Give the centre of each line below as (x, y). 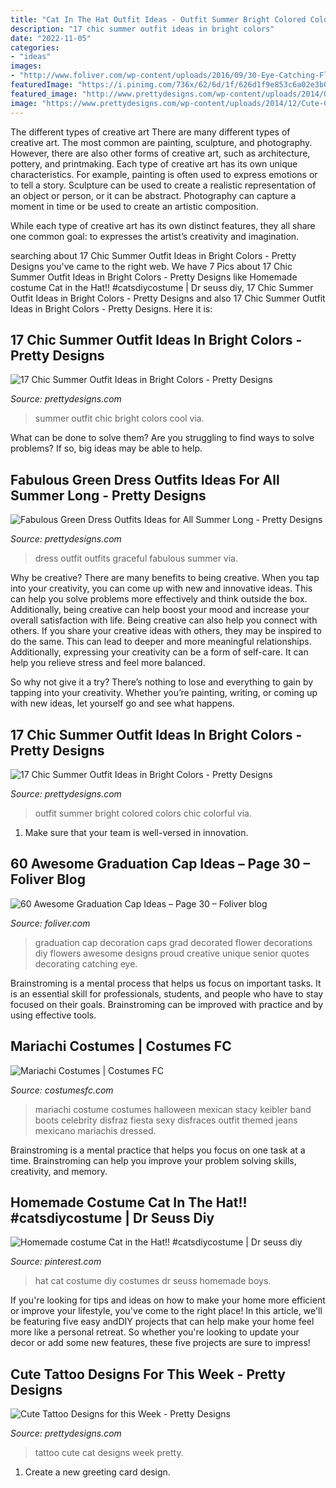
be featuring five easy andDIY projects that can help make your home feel (162, 1322)
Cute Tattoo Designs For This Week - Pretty (148, 1374)
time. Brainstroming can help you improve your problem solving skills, (153, 1160)
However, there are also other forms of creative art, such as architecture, (160, 153)
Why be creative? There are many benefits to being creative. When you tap (165, 578)
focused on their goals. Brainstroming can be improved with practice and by (167, 1004)
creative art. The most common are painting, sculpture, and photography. (161, 142)
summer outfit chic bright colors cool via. (119, 418)
